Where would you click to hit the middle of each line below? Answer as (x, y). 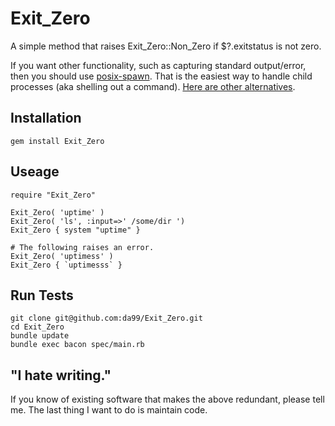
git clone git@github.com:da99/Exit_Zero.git (106, 318)
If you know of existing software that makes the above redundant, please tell (167, 399)
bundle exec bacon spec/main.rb (77, 345)
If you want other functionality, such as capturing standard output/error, (158, 65)
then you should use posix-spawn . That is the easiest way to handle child (161, 76)
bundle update (40, 336)
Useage (35, 172)
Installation (46, 118)
